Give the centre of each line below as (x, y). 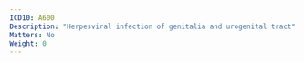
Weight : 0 (28, 43)
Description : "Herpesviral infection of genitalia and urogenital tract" (153, 26)
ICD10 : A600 (32, 18)
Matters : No (32, 35)
